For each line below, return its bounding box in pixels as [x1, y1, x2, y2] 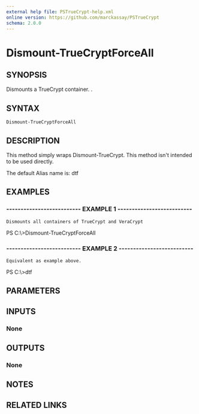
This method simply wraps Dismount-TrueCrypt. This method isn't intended [6, 152, 192, 158]
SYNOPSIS [6, 70, 47, 80]
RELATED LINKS [6, 400, 67, 410]
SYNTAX [6, 103, 40, 113]
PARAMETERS [6, 286, 61, 296]
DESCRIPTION [6, 135, 60, 146]
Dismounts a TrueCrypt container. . [6, 85, 93, 93]
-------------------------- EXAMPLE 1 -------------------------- [6, 205, 192, 214]
